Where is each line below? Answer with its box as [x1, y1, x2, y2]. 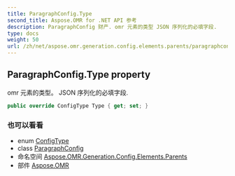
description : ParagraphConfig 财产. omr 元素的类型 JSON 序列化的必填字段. [7, 23, 218, 30]
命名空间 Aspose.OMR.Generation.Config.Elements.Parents [17, 152, 187, 161]
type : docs [7, 29, 39, 37]
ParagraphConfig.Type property [7, 69, 151, 81]
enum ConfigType [17, 136, 69, 144]
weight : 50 [7, 36, 39, 43]
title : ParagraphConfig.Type [7, 10, 92, 18]
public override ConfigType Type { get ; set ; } [7, 102, 149, 109]
